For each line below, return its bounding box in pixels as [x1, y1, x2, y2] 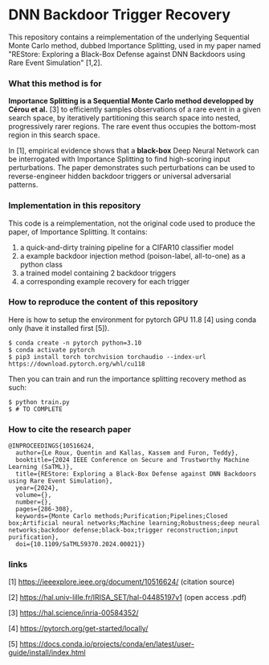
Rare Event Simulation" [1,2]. [8, 58, 103, 67]
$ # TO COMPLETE [8, 405, 63, 413]
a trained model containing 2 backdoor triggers [19, 267, 177, 278]
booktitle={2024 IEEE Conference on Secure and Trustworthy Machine [15, 456, 250, 464]
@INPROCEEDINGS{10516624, [8, 442, 95, 451]
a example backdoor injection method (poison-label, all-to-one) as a [19, 251, 247, 260]
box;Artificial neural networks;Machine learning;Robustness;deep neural [8, 520, 261, 528]
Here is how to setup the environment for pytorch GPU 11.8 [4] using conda [8, 315, 257, 324]
